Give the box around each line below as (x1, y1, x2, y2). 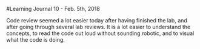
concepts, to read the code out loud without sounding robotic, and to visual (6, 30, 195, 37)
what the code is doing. (6, 36, 65, 43)
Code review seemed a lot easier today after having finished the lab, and (6, 17, 188, 24)
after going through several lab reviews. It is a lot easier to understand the (6, 24, 191, 30)
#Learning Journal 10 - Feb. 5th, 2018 (6, 5, 100, 12)
